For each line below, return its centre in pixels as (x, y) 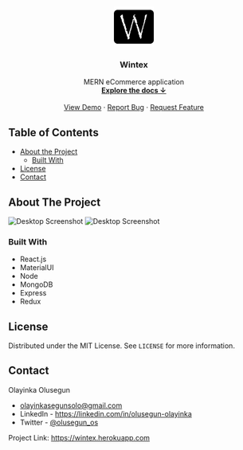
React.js (33, 259)
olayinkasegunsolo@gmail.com (71, 405)
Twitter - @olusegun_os (59, 422)
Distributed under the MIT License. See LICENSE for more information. (121, 346)
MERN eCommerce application (134, 82)
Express (33, 293)
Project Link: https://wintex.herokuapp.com (79, 437)
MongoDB (36, 284)
